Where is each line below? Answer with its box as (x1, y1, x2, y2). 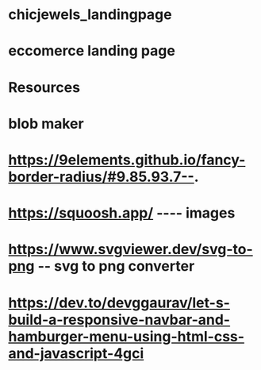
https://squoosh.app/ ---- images (8, 204, 236, 222)
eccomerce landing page (8, 42, 176, 60)
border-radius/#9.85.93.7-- (8, 168, 194, 186)
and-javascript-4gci (8, 344, 144, 362)
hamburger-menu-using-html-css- (8, 327, 244, 345)
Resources (8, 78, 81, 96)
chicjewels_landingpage (8, 6, 172, 24)
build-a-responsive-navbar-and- (8, 310, 231, 329)
